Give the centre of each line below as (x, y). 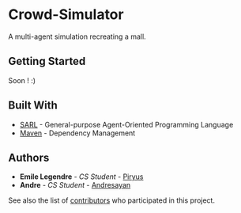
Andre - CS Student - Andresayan (75, 185)
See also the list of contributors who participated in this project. (112, 200)
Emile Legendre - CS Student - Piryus (81, 177)
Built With (33, 106)
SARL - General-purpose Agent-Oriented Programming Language (126, 124)
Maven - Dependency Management (77, 133)
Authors (29, 157)
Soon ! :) (22, 80)
